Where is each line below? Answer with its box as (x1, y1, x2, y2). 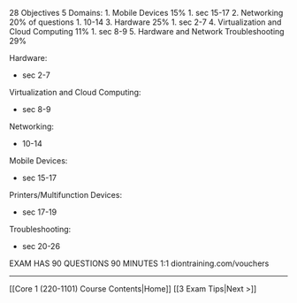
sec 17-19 (21, 207, 57, 217)
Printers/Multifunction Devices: (9, 190, 122, 200)
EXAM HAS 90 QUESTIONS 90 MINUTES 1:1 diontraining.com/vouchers (9, 258, 270, 269)
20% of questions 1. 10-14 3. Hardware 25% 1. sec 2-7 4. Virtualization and (9, 17, 282, 27)
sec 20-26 (21, 241, 60, 251)
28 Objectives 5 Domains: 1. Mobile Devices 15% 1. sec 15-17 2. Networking (9, 8, 284, 18)
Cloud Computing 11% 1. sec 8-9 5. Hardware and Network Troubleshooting (9, 27, 285, 36)
